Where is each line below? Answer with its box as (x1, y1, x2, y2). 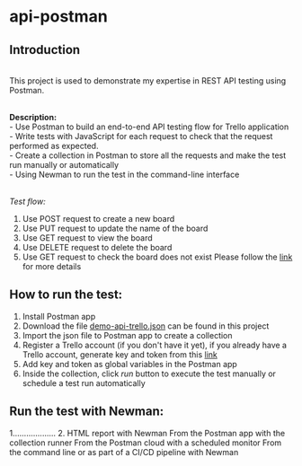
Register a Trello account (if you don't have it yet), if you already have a (22, 339, 288, 350)
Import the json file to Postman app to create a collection (22, 330, 233, 340)
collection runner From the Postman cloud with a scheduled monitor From (9, 437, 282, 448)
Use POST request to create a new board (22, 214, 175, 224)
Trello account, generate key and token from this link (22, 348, 218, 360)
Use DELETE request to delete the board (22, 242, 173, 252)
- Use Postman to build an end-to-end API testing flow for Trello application (9, 121, 289, 132)
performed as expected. (9, 141, 99, 151)
